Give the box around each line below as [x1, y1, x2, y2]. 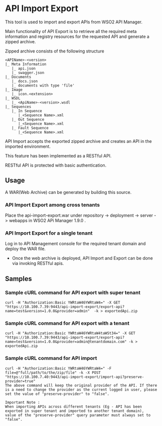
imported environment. [5, 143, 51, 149]
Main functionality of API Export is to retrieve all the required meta [5, 28, 137, 34]
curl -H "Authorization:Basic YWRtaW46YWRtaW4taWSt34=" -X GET [5, 331, 136, 336]
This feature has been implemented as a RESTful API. [5, 153, 112, 158]
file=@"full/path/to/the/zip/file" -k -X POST [5, 370, 101, 375]
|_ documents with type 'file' [11, 83, 75, 88]
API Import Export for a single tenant [5, 229, 93, 236]
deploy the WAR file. [5, 246, 46, 252]
